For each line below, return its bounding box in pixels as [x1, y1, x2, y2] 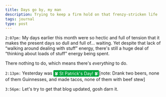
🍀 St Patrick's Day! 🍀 [54, 70, 98, 76]
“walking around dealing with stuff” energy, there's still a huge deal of [5, 45, 149, 51]
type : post [5, 21, 28, 26]
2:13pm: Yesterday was [5, 70, 52, 76]
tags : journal [5, 16, 35, 21]
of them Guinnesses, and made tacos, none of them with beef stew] [5, 77, 145, 83]
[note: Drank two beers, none [99, 70, 159, 76]
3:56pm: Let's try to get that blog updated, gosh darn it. [5, 86, 118, 92]
